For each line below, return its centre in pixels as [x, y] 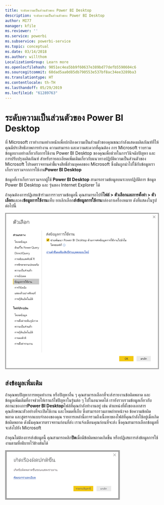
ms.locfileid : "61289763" [31, 93]
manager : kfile [20, 26]
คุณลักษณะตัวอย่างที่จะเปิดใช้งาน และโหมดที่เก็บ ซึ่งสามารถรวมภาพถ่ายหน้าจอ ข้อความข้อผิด [78, 412]
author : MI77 [18, 21]
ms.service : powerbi [26, 36]
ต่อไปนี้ [11, 206]
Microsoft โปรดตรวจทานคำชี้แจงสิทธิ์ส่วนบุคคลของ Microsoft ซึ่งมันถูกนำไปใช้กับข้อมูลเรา [80, 164]
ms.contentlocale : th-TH [30, 83]
